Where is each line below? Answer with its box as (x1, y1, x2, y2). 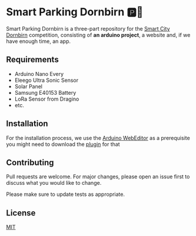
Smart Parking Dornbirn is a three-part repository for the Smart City (6, 25, 170, 32)
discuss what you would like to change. (6, 180, 102, 187)
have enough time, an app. (6, 38, 71, 45)
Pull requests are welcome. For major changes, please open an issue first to (6, 173, 190, 180)
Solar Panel (14, 82, 43, 90)
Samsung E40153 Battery (14, 89, 77, 96)
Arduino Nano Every (14, 70, 64, 77)
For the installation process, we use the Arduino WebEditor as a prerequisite (6, 134, 190, 141)
